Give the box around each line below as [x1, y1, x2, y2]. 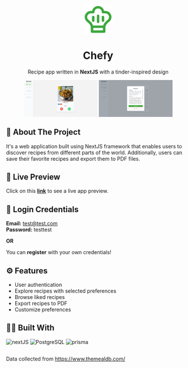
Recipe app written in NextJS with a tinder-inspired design [27, 68, 169, 75]
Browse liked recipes [14, 294, 65, 301]
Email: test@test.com [6, 220, 58, 227]
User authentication [14, 282, 62, 289]
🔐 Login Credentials [6, 204, 79, 214]
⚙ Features [6, 266, 48, 276]
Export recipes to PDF [14, 300, 68, 307]
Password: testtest [6, 226, 52, 233]
